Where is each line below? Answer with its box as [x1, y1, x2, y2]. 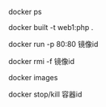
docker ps [8, 7, 42, 16]
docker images [8, 73, 58, 82]
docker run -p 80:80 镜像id [8, 40, 99, 49]
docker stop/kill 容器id [8, 89, 83, 99]
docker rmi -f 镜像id [8, 57, 75, 66]
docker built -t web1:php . [8, 23, 94, 32]
